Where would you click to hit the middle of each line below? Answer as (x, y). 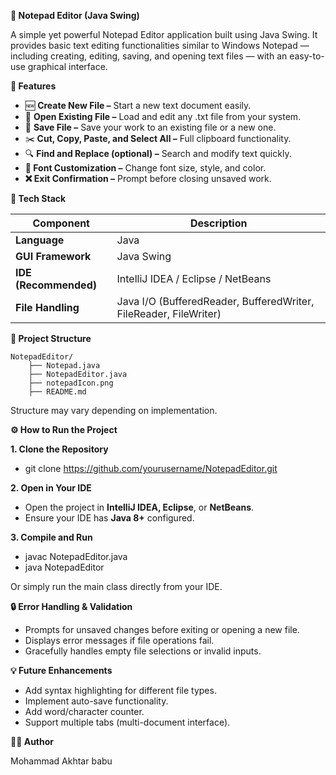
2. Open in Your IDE (51, 488)
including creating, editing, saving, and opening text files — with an (149, 56)
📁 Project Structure (51, 338)
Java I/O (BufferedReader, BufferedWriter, (215, 301)
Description (219, 223)
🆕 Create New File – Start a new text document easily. (138, 105)
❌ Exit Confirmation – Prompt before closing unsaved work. (148, 178)
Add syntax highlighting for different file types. (120, 690)
